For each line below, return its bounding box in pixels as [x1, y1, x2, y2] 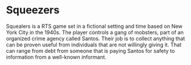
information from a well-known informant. [6, 53, 107, 60]
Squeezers [6, 3, 60, 17]
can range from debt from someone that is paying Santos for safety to [6, 47, 175, 54]
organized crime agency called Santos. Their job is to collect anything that [6, 35, 186, 42]
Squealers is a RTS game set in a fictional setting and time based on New [6, 23, 183, 30]
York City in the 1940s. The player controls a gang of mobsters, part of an [6, 28, 184, 35]
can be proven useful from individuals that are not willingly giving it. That [6, 41, 182, 48]
